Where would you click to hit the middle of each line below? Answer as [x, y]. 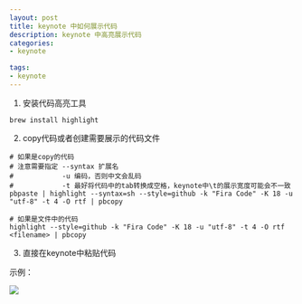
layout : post [34, 18]
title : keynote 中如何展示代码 [63, 26]
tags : [19, 68]
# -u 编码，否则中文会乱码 [75, 176]
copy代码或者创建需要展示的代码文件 [91, 138]
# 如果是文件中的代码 [44, 219]
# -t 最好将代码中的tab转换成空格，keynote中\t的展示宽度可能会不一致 [150, 185]
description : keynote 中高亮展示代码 [75, 34]
